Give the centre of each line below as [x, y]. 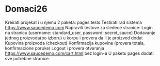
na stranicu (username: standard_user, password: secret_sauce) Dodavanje [80, 33]
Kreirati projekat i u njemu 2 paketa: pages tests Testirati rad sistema [73, 22]
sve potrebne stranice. [27, 58]
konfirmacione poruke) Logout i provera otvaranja [55, 48]
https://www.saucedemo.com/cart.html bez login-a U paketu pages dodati [80, 53]
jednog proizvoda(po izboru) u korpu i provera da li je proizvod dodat [74, 38]
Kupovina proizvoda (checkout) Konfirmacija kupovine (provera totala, [75, 43]
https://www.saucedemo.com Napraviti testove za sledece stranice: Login [79, 27]
